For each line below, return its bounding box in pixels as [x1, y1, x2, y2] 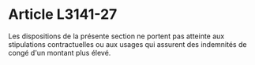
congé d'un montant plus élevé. [8, 48, 111, 57]
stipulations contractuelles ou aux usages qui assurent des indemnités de [8, 39, 247, 49]
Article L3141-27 [8, 5, 118, 23]
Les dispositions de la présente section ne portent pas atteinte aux [8, 31, 225, 41]
